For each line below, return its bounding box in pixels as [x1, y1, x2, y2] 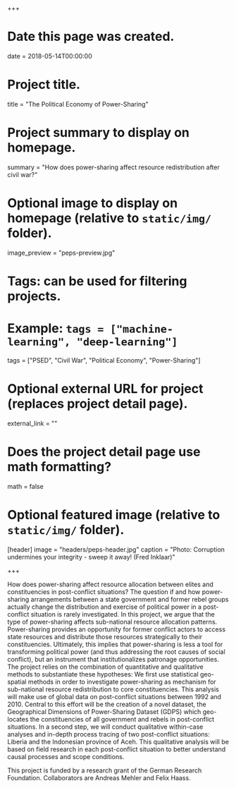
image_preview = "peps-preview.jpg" [7, 248, 116, 257]
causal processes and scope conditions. [7, 752, 125, 760]
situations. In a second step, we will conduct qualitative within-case [7, 722, 204, 731]
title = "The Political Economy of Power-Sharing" [7, 99, 149, 108]
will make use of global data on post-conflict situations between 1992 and [7, 692, 222, 701]
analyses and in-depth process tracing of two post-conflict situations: [7, 729, 210, 738]
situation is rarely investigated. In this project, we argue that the [30, 610, 215, 618]
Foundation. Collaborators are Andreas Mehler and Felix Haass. [7, 773, 192, 782]
